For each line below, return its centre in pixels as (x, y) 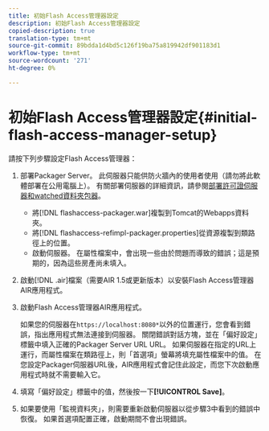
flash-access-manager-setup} (113, 135)
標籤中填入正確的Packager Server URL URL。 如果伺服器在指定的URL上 (138, 344)
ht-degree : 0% (32, 68)
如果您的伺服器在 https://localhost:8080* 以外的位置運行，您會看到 (132, 324)
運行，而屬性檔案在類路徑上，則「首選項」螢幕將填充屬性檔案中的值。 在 (141, 354)
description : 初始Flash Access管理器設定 (74, 23)
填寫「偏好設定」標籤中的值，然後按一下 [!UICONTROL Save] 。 (124, 392)
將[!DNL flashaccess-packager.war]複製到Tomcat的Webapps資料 (141, 212)
